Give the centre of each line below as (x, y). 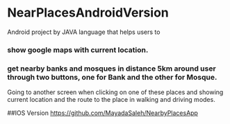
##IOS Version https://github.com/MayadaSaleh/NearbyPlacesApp (102, 113)
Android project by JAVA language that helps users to (84, 32)
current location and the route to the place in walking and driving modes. (111, 100)
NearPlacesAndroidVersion (88, 13)
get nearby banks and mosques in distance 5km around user (112, 69)
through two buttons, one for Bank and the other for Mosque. (112, 77)
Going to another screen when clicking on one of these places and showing (115, 92)
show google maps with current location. (78, 50)
